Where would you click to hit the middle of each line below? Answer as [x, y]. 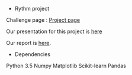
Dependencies [33, 54]
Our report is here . [29, 43]
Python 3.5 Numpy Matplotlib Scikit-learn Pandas [66, 66]
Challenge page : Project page [43, 20]
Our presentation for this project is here [54, 31]
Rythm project [32, 9]
